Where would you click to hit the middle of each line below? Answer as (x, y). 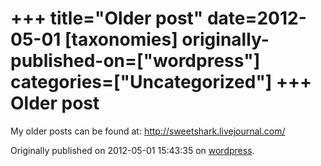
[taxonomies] (121, 39)
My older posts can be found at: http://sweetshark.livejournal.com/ (148, 131)
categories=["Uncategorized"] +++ (161, 82)
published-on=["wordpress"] (135, 61)
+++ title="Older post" (107, 18)
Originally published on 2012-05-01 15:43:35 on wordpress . (132, 150)
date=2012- (256, 18)
